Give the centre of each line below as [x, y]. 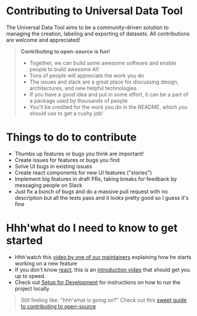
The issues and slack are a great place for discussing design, [104, 82]
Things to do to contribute [72, 137]
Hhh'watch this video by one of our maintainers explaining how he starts [103, 257]
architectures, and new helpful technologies [83, 88]
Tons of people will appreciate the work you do [87, 75]
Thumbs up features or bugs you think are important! [79, 154]
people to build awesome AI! [64, 69]
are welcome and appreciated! [43, 40]
